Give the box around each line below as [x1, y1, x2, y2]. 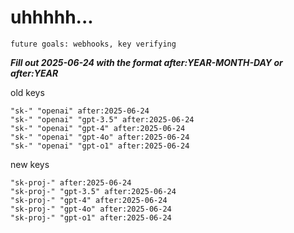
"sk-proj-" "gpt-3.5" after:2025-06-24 [10, 186, 177, 196]
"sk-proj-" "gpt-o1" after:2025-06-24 [10, 212, 172, 223]
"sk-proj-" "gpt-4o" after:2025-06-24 [10, 204, 172, 214]
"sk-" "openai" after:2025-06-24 [10, 106, 150, 116]
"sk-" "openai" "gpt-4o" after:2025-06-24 [10, 132, 190, 142]
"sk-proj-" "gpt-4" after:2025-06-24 [10, 195, 168, 205]
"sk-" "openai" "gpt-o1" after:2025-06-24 [10, 141, 190, 151]
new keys [10, 158, 50, 170]
